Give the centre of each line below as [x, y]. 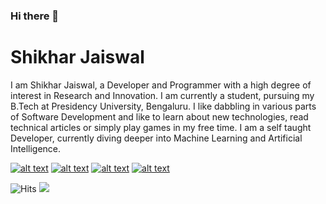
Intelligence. [36, 148]
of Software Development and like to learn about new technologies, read [159, 116]
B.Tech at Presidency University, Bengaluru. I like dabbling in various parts [163, 106]
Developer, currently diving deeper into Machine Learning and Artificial [156, 138]
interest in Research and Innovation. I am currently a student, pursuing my [162, 95]
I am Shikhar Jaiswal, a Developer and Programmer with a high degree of [161, 85]
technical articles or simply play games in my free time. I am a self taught [161, 127]
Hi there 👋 [35, 16]
